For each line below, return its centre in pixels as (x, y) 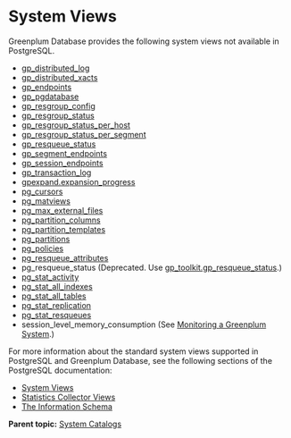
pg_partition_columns (61, 220)
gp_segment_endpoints (64, 153)
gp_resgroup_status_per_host (76, 125)
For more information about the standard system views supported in (133, 351)
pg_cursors (42, 191)
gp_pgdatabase (50, 97)
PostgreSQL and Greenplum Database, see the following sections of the (141, 360)
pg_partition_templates (63, 229)
